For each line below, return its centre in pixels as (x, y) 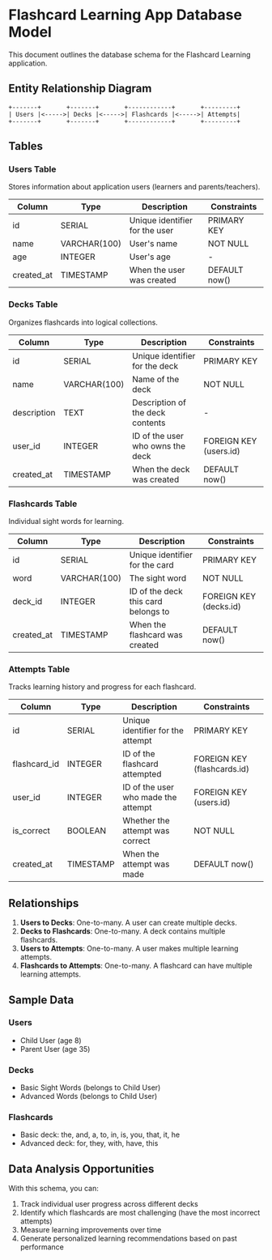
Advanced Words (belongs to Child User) (89, 1096)
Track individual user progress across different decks (109, 1204)
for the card (151, 565)
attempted (142, 774)
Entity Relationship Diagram (80, 89)
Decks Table (33, 304)
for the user (151, 231)
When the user (157, 270)
